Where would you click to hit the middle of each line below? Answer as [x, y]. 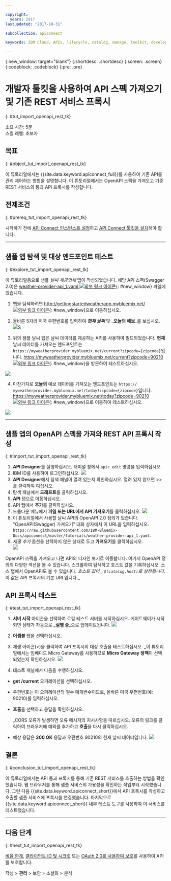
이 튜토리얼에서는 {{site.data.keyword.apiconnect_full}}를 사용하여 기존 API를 [84, 174]
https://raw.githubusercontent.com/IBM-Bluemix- [65, 530]
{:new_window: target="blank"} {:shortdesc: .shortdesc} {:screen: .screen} [84, 61]
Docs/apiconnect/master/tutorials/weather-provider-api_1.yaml [81, 536]
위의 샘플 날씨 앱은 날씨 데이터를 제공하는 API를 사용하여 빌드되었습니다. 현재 [89, 337]
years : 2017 [23, 19]
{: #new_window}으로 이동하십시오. [85, 310]
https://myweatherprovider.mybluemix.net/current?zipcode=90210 [94, 357]
